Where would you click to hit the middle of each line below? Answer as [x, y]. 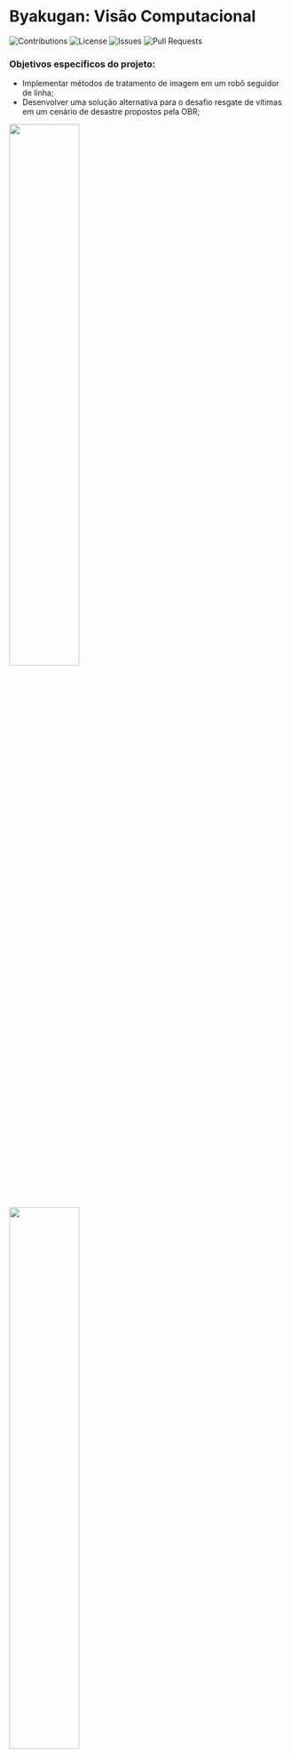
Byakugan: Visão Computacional [133, 16]
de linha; [38, 93]
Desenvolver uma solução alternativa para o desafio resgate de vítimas [152, 102]
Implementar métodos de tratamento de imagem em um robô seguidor [150, 84]
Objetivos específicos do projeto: [83, 64]
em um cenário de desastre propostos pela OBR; [111, 112]
